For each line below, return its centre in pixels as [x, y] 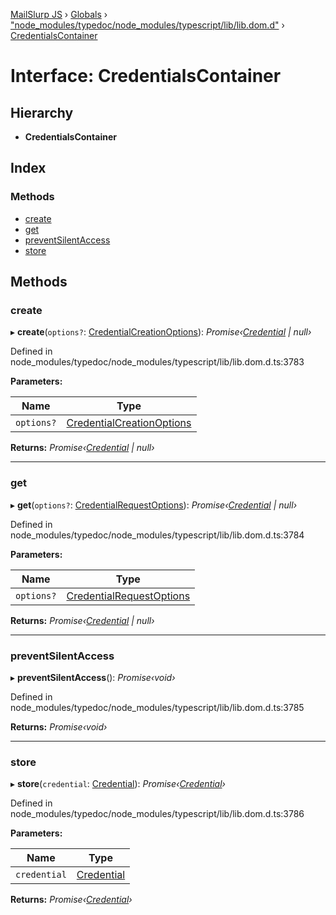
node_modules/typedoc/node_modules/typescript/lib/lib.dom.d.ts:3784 [157, 535]
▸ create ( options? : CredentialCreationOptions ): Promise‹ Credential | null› [161, 332]
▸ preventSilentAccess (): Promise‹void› [93, 677]
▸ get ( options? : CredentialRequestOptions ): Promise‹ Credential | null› [154, 505]
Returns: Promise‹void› [59, 726]
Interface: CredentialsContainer [146, 76]
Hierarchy [42, 112]
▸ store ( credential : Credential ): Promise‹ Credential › [118, 784]
